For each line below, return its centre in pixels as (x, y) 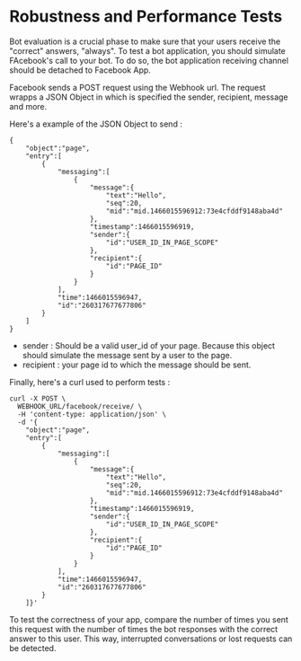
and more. (28, 106)
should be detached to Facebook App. (80, 70)
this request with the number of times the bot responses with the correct (144, 629)
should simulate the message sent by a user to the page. (127, 355)
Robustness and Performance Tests (146, 17)
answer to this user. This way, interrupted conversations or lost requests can (151, 639)
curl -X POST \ (38, 398)
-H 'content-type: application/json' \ (92, 414)
